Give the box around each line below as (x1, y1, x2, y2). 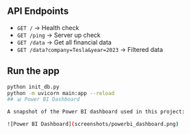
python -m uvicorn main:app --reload (7, 90, 115, 96)
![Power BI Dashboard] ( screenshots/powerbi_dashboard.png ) (7, 121, 179, 128)
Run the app (7, 65, 60, 77)
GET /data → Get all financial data (16, 38, 112, 46)
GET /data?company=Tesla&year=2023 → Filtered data (16, 45, 163, 53)
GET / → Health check (16, 23, 79, 31)
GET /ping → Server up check (16, 31, 101, 39)
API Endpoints (7, 5, 69, 17)
